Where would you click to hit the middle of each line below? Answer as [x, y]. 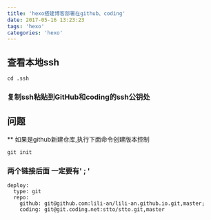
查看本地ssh [33, 62]
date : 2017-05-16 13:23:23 [46, 20]
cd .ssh [18, 79]
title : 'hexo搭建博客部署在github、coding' [67, 13]
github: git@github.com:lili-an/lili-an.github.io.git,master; [112, 203]
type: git [27, 192]
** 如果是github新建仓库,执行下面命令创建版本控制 [78, 139]
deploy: [18, 186]
